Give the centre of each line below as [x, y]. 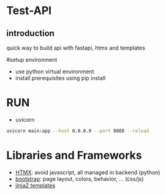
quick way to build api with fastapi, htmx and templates [76, 48]
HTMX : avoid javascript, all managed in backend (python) [88, 172]
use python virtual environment [55, 72]
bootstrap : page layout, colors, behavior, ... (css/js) [79, 178]
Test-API [29, 11]
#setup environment [32, 60]
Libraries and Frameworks [74, 155]
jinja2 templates [35, 185]
